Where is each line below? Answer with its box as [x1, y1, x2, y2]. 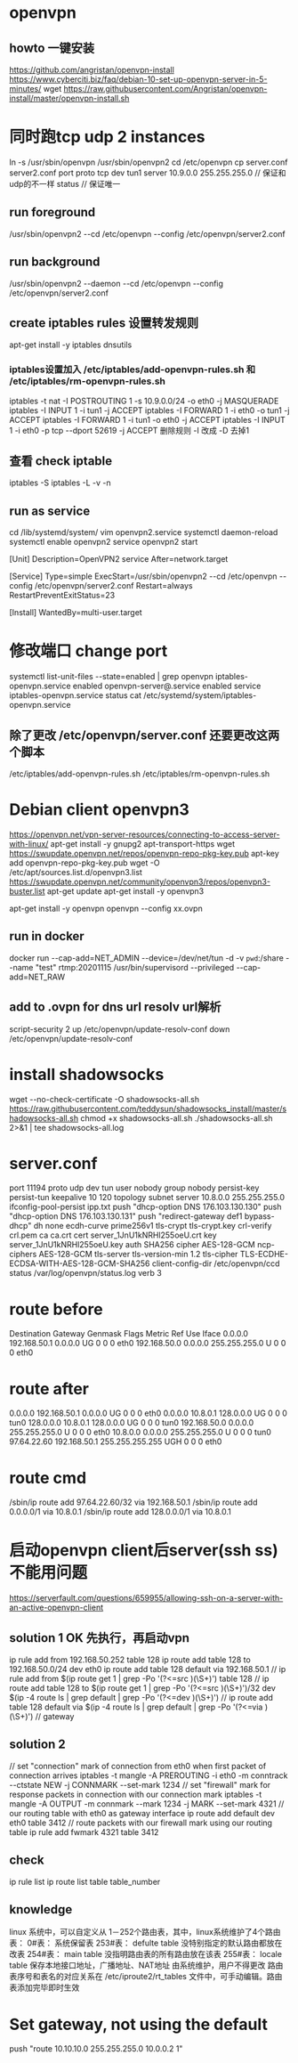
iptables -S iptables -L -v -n [9, 477, 111, 488]
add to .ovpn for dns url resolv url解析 [9, 1000, 221, 1015]
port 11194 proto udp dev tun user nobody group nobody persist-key [9, 1182, 260, 1193]
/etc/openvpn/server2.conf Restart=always [34, 581, 193, 591]
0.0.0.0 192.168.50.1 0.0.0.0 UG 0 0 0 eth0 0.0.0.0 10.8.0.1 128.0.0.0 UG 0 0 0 [9, 1408, 287, 1418]
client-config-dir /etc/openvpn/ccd [151, 1258, 280, 1269]
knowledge [9, 1902, 73, 1917]
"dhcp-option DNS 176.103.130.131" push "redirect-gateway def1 [9, 1211, 243, 1222]
